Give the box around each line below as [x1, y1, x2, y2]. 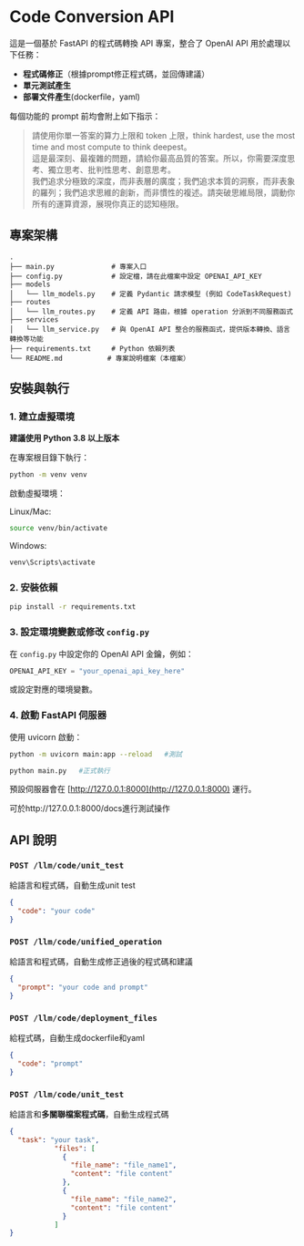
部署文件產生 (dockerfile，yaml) [22, 91, 141, 102]
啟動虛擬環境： [9, 488, 66, 499]
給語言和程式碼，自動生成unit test [9, 880, 137, 891]
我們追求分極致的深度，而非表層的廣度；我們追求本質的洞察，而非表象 [31, 175, 296, 186]
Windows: [9, 541, 47, 551]
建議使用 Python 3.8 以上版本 [9, 433, 120, 444]
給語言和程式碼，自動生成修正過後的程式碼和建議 [9, 956, 193, 967]
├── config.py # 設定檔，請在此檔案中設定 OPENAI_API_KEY [9, 272, 262, 281]
